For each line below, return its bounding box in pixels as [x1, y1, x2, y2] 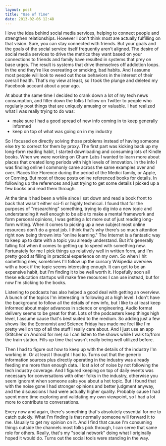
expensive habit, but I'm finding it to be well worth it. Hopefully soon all [5, 269, 150, 275]
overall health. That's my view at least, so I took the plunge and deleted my [5, 77, 158, 83]
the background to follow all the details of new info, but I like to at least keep [5, 300, 161, 306]
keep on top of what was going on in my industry [12, 129, 112, 135]
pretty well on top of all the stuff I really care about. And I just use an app [5, 326, 154, 332]
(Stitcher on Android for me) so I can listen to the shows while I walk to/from [5, 331, 161, 338]
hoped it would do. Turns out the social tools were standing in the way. [5, 435, 150, 441]
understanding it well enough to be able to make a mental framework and [5, 211, 155, 217]
